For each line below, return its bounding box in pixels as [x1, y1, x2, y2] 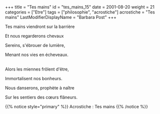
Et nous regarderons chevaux [5, 33, 64, 39]
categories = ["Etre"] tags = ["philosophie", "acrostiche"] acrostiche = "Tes [5, 9, 155, 15]
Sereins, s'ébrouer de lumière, [5, 43, 65, 48]
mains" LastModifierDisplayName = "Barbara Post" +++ [5, 14, 117, 20]
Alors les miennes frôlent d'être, [5, 66, 69, 72]
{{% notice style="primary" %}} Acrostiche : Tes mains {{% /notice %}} [5, 104, 148, 109]
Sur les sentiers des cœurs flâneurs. [5, 94, 78, 100]
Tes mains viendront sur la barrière [5, 24, 75, 29]
